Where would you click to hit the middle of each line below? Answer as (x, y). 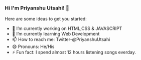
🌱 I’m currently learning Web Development (56, 34)
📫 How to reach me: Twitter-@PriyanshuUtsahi (61, 39)
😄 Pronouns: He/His (33, 46)
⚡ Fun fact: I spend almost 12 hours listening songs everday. (74, 52)
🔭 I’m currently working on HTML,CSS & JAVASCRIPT (67, 28)
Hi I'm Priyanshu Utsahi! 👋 (37, 8)
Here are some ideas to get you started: (46, 19)
